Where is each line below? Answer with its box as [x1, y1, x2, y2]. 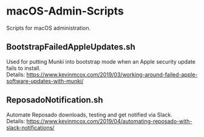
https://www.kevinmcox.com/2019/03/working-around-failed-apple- [26, 71, 198, 78]
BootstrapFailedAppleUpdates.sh [6, 42, 135, 52]
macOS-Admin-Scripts [6, 4, 124, 18]
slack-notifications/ [6, 124, 55, 131]
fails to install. [6, 64, 41, 72]
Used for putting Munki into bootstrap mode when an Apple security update [6, 58, 196, 65]
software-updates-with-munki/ [6, 77, 84, 84]
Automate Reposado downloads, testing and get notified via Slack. [6, 111, 173, 118]
